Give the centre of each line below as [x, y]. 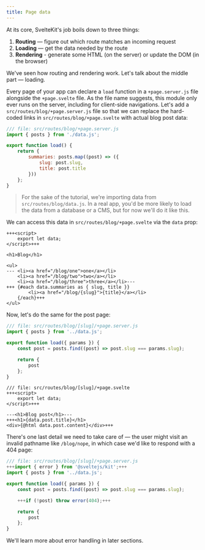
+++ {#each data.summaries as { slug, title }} [68, 287]
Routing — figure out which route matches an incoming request [95, 41]
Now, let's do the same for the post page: [58, 315]
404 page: [20, 450]
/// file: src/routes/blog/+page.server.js [63, 129]
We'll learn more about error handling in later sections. [75, 541]
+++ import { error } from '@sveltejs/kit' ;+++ [67, 467]
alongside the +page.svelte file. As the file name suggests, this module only [102, 98]
